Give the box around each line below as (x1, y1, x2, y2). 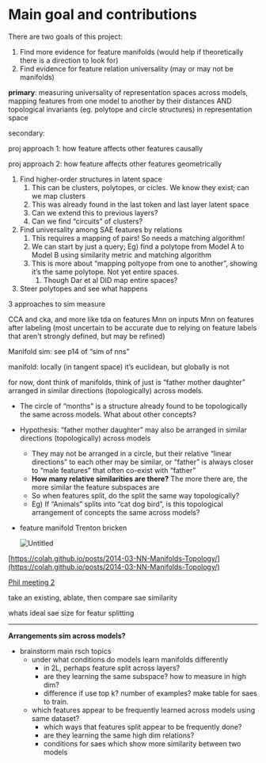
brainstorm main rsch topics (19, 646, 112, 655)
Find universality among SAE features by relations (19, 224, 183, 235)
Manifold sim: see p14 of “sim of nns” (8, 346, 130, 356)
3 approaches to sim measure (8, 299, 105, 308)
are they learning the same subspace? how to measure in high (43, 671, 247, 681)
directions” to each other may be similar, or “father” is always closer (31, 457, 254, 467)
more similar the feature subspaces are (31, 482, 160, 492)
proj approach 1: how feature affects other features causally (8, 143, 203, 153)
